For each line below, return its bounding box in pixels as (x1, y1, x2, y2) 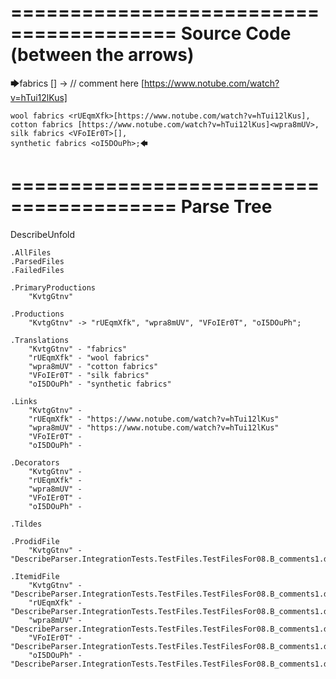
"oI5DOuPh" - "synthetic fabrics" (28, 379, 172, 389)
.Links (10, 396, 38, 406)
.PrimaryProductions (10, 282, 97, 293)
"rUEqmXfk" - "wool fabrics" (28, 352, 150, 363)
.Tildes (10, 519, 43, 529)
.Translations (10, 335, 70, 345)
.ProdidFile (10, 536, 60, 546)
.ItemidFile (10, 571, 60, 581)
